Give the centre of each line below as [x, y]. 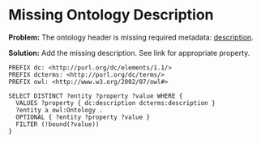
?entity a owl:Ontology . [60, 110]
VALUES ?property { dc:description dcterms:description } [116, 103]
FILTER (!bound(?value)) [58, 124]
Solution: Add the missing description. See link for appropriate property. [129, 53]
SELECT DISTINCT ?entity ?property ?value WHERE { [96, 96]
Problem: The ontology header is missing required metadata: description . [131, 37]
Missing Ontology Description [111, 15]
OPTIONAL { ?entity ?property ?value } [83, 117]
